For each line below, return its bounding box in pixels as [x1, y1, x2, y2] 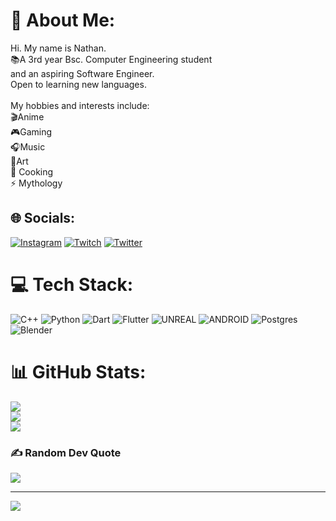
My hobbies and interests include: [10, 99, 150, 111]
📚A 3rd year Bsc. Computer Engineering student [10, 53, 213, 65]
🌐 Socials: [10, 210, 76, 227]
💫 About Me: [10, 9, 116, 32]
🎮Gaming [10, 125, 53, 138]
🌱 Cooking [10, 165, 54, 178]
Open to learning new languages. [10, 78, 147, 90]
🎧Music [10, 140, 46, 153]
